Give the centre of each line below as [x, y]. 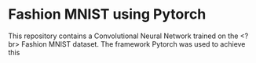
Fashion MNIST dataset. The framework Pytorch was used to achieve [133, 44]
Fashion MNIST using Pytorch [107, 14]
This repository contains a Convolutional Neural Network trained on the [123, 36]
